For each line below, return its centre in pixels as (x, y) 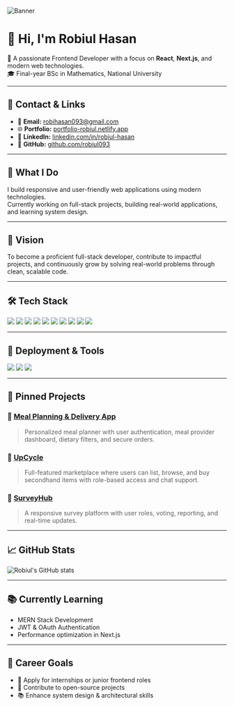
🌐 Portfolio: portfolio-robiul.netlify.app (73, 128)
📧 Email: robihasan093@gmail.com (68, 121)
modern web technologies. (46, 66)
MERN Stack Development (55, 619)
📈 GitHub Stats (41, 550)
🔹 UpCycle (25, 457)
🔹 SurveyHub (30, 497)
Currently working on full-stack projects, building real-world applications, (112, 204)
